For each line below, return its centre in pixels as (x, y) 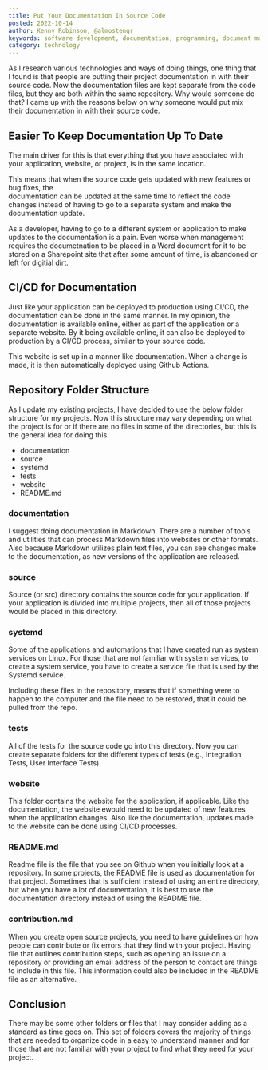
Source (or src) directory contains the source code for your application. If (129, 595)
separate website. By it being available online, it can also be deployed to (127, 332)
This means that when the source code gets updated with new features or (130, 179)
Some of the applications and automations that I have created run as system (134, 649)
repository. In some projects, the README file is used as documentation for (132, 873)
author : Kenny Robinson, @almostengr (71, 30)
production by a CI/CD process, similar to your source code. (107, 341)
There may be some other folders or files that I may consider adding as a (128, 1024)
